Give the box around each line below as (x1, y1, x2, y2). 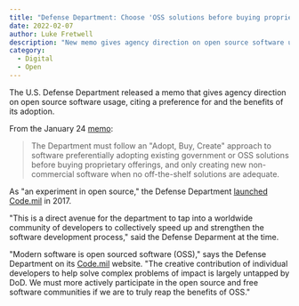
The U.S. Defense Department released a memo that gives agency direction (9, 86, 287, 98)
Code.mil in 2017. (9, 195, 72, 205)
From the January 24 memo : (9, 123, 114, 133)
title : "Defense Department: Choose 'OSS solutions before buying (9, 12, 261, 22)
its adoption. (9, 106, 55, 117)
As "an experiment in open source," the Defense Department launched (9, 186, 269, 197)
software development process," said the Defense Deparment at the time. (9, 231, 279, 242)
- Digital (17, 54, 53, 63)
